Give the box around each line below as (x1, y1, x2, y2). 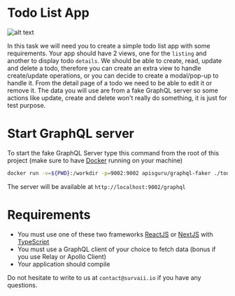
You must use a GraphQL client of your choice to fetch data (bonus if (17, 245, 216, 253)
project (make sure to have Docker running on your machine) (7, 156, 183, 164)
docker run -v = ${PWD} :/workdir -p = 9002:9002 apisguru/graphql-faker (7, 169, 211, 176)
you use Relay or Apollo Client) (17, 252, 107, 260)
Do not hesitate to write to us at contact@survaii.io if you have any (7, 273, 201, 281)
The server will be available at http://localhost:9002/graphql (7, 182, 186, 190)
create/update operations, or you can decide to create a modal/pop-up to (7, 71, 219, 80)
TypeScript (17, 237, 50, 246)
